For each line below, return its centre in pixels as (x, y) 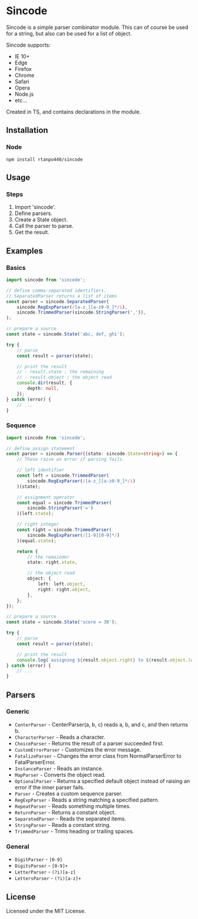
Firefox (23, 69)
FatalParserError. (35, 762)
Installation (27, 130)
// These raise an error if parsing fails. (71, 459)
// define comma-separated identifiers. (57, 291)
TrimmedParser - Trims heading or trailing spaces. (74, 831)
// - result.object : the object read (64, 377)
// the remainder (48, 557)
